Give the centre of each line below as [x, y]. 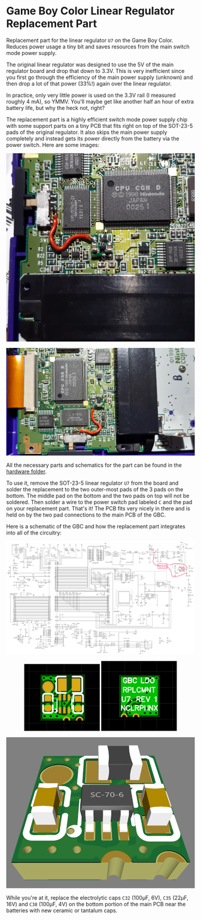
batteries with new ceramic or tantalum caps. [62, 910]
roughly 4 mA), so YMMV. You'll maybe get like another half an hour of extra [100, 101]
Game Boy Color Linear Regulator [90, 11]
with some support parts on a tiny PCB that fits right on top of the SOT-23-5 [100, 126]
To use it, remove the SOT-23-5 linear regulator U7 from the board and [92, 483]
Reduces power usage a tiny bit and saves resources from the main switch [98, 47]
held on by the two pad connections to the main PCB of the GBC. [86, 515]
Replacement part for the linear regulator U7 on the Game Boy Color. [90, 40]
